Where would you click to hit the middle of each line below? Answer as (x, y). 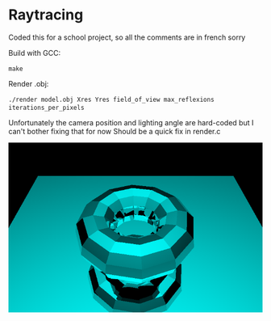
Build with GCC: (35, 53)
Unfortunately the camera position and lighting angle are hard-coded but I (131, 122)
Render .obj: (29, 83)
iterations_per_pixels (46, 108)
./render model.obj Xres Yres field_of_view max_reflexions (112, 99)
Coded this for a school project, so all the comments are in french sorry (127, 37)
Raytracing (46, 15)
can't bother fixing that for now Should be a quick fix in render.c (115, 131)
